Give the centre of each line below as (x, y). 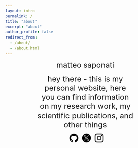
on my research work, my (85, 106)
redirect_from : (21, 38)
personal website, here (85, 88)
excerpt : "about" (24, 27)
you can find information (85, 97)
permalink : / (19, 16)
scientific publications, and (85, 115)
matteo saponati (85, 65)
